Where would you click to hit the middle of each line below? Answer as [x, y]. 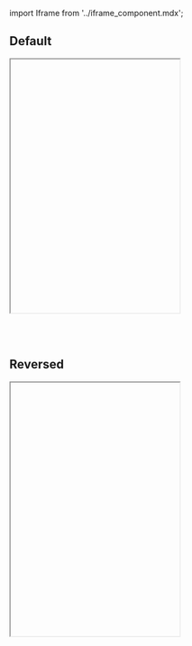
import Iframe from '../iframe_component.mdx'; [96, 13]
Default [31, 41]
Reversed [37, 364]
